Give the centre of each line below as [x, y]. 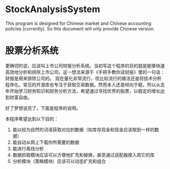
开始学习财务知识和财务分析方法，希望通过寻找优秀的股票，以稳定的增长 [85, 91]
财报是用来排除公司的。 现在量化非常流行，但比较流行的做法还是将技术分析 [83, 78]
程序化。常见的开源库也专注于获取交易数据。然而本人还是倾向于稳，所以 [80, 85]
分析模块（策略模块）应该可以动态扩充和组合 [59, 161]
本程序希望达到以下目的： [32, 119]
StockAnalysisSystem [53, 9]
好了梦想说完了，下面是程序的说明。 [43, 108]
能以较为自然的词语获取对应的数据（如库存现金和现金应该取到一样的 [83, 130]
